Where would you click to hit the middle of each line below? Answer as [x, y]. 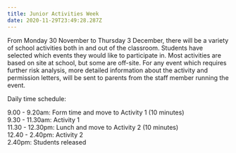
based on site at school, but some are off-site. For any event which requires [117, 62]
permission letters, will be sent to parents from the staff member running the [118, 77]
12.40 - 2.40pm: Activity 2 [45, 135]
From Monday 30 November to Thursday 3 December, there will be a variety [118, 40]
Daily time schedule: [37, 98]
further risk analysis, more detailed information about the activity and [107, 70]
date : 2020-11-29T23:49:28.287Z [55, 20]
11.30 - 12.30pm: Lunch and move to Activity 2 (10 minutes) [93, 127]
